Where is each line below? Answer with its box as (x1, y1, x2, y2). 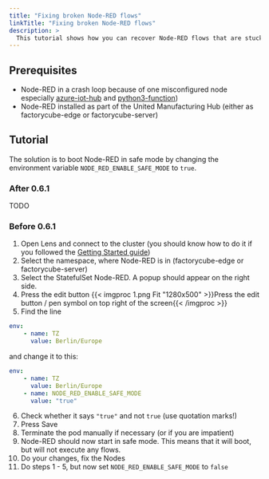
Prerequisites (9, 63, 77, 77)
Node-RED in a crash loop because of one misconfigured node (20, 85, 228, 94)
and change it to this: (9, 352, 79, 362)
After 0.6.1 (9, 183, 50, 194)
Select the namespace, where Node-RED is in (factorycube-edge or (20, 256, 244, 266)
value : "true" (30, 397, 78, 405)
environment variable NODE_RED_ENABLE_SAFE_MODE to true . (9, 163, 197, 172)
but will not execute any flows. (20, 445, 121, 455)
